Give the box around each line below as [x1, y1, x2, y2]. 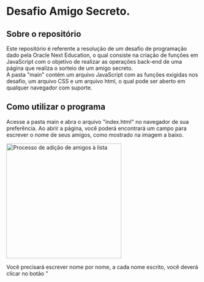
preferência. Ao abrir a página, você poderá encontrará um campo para [6, 124, 187, 132]
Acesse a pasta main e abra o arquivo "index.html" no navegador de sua [6, 118, 189, 125]
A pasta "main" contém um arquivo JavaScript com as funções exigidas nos [6, 71, 198, 78]
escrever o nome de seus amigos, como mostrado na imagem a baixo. [6, 131, 184, 139]
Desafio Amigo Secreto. [6, 4, 130, 18]
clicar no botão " [6, 270, 48, 277]
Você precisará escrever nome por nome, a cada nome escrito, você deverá [6, 263, 198, 270]
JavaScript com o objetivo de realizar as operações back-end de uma [6, 58, 183, 65]
